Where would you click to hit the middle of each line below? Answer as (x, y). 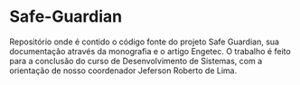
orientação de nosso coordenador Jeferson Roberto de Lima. (123, 71)
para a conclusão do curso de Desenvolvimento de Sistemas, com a (136, 61)
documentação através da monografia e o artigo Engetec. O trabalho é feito (150, 51)
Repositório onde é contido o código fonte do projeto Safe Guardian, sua (145, 42)
